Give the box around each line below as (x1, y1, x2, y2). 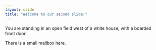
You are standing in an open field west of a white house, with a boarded (5, 25, 152, 31)
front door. (5, 30, 27, 36)
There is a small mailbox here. (5, 40, 66, 46)
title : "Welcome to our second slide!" (5, 12, 88, 17)
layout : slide (5, 7, 35, 12)
